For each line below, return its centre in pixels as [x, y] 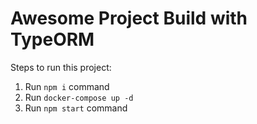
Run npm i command [67, 86]
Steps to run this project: [61, 67]
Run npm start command [76, 108]
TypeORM [52, 39]
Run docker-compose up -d [79, 97]
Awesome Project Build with [129, 18]
